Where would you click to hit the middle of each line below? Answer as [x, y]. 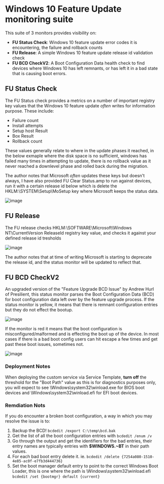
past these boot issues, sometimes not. [45, 344]
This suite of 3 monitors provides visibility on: [51, 33]
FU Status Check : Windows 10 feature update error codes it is [75, 42]
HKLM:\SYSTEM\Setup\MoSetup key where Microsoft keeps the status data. [82, 191]
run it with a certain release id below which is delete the [61, 186]
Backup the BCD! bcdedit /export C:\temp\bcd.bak [64, 430]
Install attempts [28, 125]
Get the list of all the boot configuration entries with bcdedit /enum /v [82, 436]
